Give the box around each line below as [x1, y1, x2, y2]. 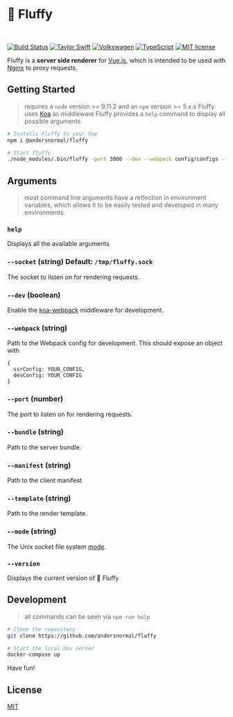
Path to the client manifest [7, 476, 82, 485]
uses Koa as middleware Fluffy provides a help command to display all [24, 109, 225, 117]
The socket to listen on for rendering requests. [7, 272, 140, 281]
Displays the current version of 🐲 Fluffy [7, 574, 119, 582]
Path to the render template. [7, 509, 88, 518]
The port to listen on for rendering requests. [7, 410, 133, 418]
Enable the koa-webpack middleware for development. [7, 306, 164, 314]
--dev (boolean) [7, 290, 61, 299]
